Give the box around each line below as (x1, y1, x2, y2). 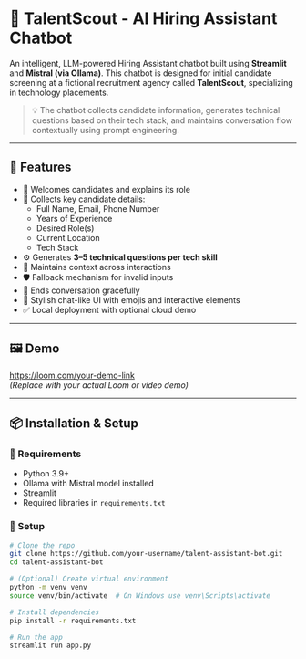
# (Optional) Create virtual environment (9, 574, 169, 583)
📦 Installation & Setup (9, 415, 139, 431)
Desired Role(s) (36, 223, 95, 234)
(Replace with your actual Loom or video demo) (9, 379, 189, 391)
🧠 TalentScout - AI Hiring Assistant (9, 8, 278, 29)
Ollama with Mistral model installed (22, 478, 155, 489)
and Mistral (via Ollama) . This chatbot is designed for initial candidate (9, 68, 272, 78)
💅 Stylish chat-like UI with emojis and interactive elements (22, 294, 240, 305)
